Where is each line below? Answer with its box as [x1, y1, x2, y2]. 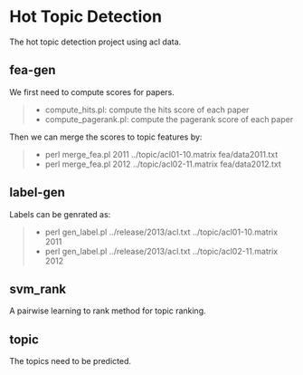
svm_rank [9, 281, 66, 296]
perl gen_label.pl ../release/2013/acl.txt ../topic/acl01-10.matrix [44, 226, 279, 237]
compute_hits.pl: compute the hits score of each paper [44, 104, 250, 115]
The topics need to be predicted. [9, 356, 132, 367]
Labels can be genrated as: [9, 208, 111, 219]
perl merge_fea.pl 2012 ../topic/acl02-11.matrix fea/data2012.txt [44, 159, 282, 169]
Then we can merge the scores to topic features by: [9, 131, 203, 142]
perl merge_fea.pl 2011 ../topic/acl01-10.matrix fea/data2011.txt [44, 149, 279, 159]
